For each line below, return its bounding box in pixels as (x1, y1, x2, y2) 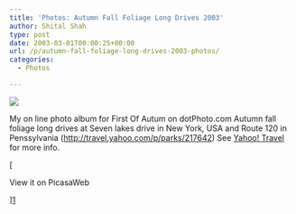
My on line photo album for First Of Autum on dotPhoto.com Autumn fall (9, 113, 277, 124)
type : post (9, 30, 51, 39)
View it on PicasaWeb (9, 177, 90, 188)
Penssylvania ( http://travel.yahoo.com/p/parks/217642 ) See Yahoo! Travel (9, 132, 285, 143)
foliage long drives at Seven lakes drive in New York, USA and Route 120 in (9, 123, 287, 134)
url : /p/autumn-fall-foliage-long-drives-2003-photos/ (9, 47, 220, 56)
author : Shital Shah (9, 22, 88, 31)
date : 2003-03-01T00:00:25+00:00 (9, 38, 135, 48)
